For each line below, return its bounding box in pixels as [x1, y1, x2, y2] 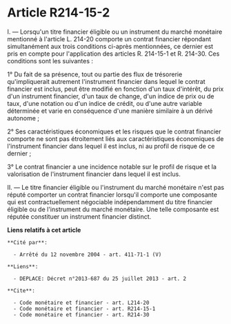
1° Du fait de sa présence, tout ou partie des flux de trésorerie [7, 70, 183, 78]
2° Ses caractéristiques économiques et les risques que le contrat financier [7, 127, 221, 136]
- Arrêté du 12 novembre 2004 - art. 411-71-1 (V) [13, 251, 162, 258]
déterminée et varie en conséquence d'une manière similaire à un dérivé [7, 107, 213, 115]
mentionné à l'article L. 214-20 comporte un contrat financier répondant [7, 34, 212, 43]
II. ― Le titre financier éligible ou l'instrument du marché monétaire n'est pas [7, 183, 225, 191]
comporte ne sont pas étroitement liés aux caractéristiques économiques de [7, 134, 224, 142]
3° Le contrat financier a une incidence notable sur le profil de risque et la [7, 162, 217, 171]
